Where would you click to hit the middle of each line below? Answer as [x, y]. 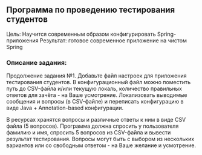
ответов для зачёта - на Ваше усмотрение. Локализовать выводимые [97, 95]
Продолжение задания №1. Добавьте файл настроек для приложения [96, 76]
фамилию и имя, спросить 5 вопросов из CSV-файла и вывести [89, 133]
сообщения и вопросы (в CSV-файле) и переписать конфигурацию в [95, 102]
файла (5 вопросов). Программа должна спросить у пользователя [93, 126]
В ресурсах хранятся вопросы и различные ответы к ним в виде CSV [96, 120]
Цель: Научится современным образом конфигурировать [81, 34]
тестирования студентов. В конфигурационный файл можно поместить [99, 82]
